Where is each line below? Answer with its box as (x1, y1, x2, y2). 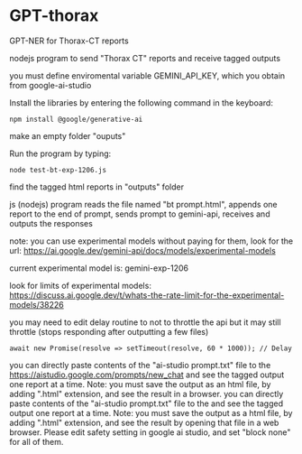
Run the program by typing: (9, 148, 112, 159)
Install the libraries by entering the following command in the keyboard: (9, 97, 273, 108)
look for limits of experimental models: (9, 280, 151, 291)
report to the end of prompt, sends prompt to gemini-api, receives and (9, 208, 270, 219)
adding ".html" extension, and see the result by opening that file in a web (9, 417, 279, 428)
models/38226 (9, 299, 65, 310)
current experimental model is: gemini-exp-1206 (9, 263, 189, 273)
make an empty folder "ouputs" (9, 130, 126, 141)
